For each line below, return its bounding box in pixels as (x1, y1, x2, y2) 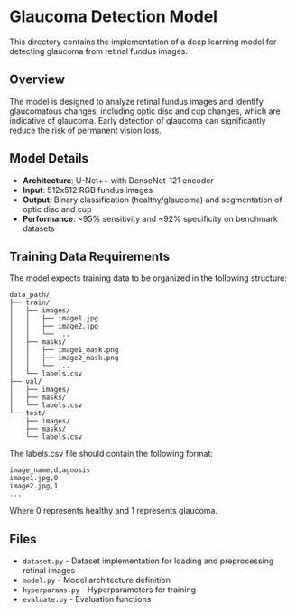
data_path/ (9, 291, 51, 300)
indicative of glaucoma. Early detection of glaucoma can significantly (9, 115, 266, 125)
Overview (9, 72, 66, 88)
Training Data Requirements (9, 248, 171, 264)
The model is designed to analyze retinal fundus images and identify (9, 96, 264, 107)
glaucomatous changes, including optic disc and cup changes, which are (9, 106, 282, 116)
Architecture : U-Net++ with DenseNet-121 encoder (22, 174, 214, 186)
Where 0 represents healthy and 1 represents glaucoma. (9, 506, 218, 516)
